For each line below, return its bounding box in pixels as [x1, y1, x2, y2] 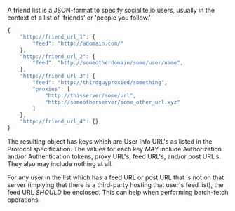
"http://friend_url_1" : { [20, 33, 96, 41]
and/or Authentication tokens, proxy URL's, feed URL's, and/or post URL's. [7, 152, 222, 161]
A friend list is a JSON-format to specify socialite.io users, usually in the [7, 6, 215, 14]
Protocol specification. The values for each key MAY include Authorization [7, 145, 222, 153]
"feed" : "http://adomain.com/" [32, 40, 124, 47]
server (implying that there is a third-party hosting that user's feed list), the [7, 181, 224, 189]
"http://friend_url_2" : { [20, 53, 96, 60]
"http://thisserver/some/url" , [44, 92, 137, 99]
